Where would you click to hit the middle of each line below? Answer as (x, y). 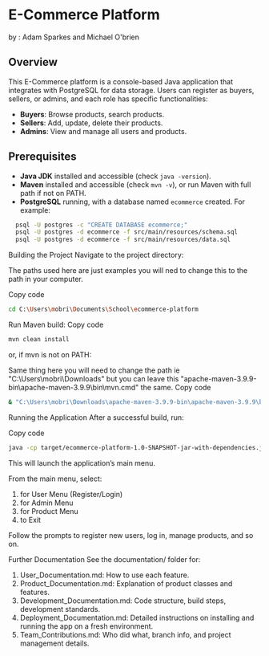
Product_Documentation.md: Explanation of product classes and (126, 583)
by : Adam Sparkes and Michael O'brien (74, 37)
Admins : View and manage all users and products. (103, 131)
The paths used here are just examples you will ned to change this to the (128, 271)
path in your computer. (46, 279)
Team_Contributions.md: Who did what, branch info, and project (125, 634)
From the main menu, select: (55, 479)
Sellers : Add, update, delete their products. (91, 123)
